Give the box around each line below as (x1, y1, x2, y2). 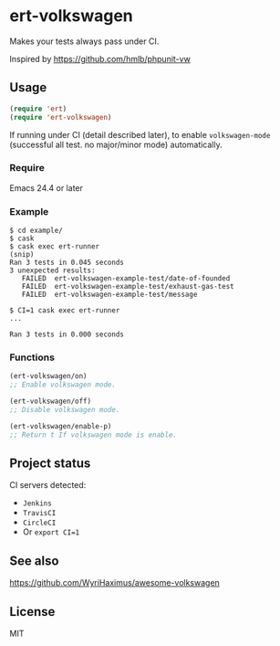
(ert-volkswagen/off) (9, 397, 92, 407)
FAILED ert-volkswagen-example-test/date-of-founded (21, 274, 231, 283)
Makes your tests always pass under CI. (9, 36, 160, 47)
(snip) (9, 250, 35, 259)
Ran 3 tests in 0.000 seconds (9, 330, 125, 339)
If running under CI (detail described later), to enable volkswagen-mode (9, 129, 271, 140)
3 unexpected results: (9, 266, 96, 275)
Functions (9, 351, 55, 364)
